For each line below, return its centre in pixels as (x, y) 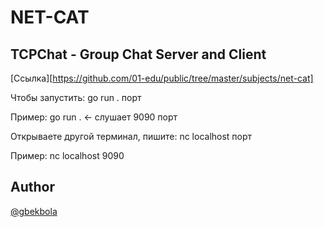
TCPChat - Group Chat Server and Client (138, 54)
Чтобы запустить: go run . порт (76, 97)
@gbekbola (34, 211)
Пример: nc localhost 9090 (67, 155)
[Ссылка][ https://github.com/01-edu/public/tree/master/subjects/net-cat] (162, 78)
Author (32, 187)
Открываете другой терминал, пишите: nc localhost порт (131, 136)
